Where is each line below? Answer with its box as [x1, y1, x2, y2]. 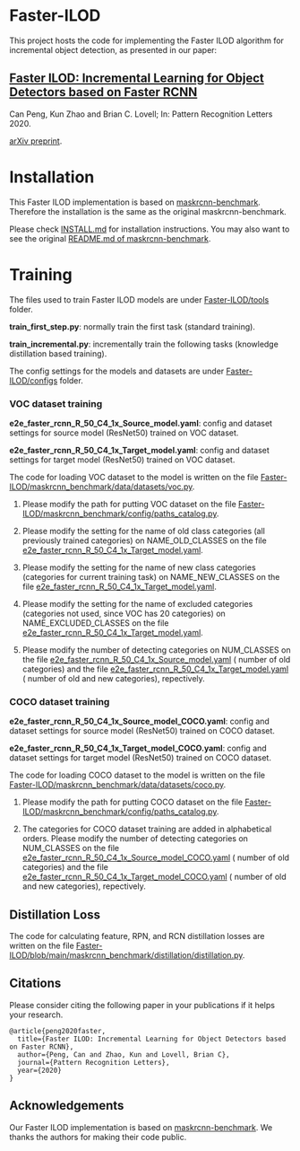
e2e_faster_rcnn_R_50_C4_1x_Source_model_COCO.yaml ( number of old [21, 852, 289, 863]
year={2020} [17, 1066, 63, 1075]
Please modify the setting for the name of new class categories [21, 562, 257, 573]
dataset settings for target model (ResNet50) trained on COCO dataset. [9, 752, 271, 763]
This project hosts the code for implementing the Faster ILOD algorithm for [9, 35, 285, 46]
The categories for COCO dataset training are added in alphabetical [21, 823, 272, 835]
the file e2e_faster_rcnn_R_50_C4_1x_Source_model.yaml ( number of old [21, 654, 291, 664]
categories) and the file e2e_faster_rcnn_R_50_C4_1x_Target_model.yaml [21, 663, 289, 674]
